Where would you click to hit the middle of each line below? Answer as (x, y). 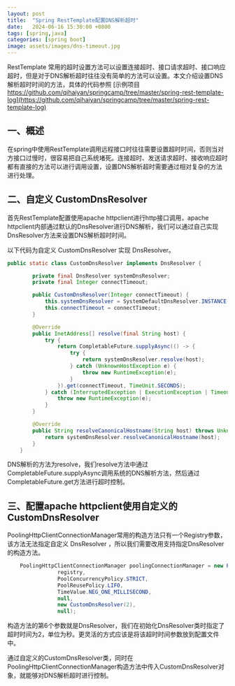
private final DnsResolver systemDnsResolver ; (101, 276)
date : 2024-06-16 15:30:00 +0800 (59, 27)
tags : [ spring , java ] (37, 33)
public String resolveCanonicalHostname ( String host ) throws (123, 431)
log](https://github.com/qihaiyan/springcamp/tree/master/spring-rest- (108, 100)
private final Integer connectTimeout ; (91, 283)
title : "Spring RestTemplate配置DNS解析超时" (73, 20)
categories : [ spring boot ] (47, 40)
